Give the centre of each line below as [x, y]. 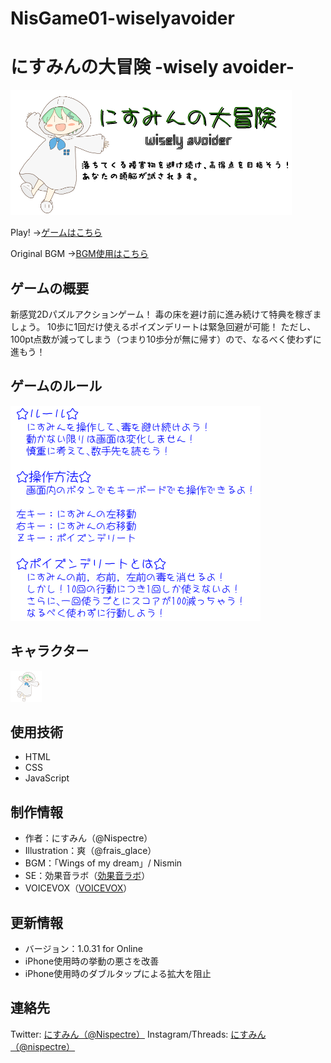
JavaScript [47, 778]
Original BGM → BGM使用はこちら [79, 254]
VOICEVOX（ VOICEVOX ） [78, 888]
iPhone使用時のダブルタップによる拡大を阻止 [118, 973]
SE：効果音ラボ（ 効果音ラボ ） [87, 876]
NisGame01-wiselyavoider [122, 18]
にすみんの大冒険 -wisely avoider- [152, 67]
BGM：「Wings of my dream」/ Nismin [103, 863]
